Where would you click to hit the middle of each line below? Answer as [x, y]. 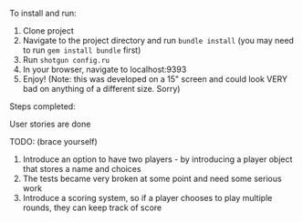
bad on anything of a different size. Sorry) [101, 89]
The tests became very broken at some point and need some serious [152, 178]
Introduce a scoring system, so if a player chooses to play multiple [147, 198]
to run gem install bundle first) [82, 50]
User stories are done [50, 124]
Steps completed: [42, 106]
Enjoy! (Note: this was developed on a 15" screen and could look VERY [155, 79]
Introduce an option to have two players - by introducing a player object [157, 159]
